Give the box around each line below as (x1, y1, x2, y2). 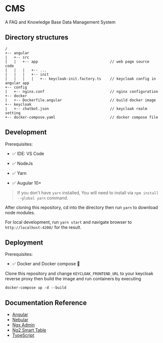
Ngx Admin (12, 322, 35, 328)
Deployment (5, 238, 43, 247)
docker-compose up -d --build (5, 285, 67, 290)
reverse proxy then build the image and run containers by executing (5, 276, 142, 282)
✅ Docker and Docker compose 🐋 (12, 261, 80, 267)
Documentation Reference (5, 298, 87, 307)
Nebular (12, 317, 28, 323)
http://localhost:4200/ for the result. (5, 224, 81, 230)
